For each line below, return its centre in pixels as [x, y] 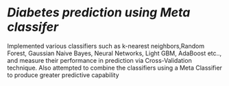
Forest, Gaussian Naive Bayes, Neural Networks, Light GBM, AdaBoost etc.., [114, 53]
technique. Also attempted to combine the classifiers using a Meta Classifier [115, 68]
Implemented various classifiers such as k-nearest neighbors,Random [106, 46]
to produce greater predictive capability [63, 75]
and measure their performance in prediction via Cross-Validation [99, 60]
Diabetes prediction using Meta [99, 13]
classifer [33, 27]
